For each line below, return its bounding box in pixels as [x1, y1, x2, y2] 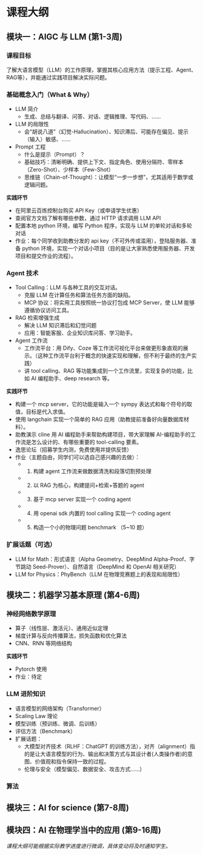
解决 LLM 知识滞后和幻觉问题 [24, 322, 97, 329]
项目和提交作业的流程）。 [15, 252, 77, 260]
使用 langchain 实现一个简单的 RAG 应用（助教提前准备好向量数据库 [15, 416, 184, 423]
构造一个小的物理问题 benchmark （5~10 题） [33, 524, 147, 531]
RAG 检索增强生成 [15, 314, 60, 321]
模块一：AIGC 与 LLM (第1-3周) [6, 32, 123, 42]
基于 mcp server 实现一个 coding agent [33, 495, 131, 503]
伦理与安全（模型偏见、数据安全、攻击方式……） [24, 765, 145, 773]
